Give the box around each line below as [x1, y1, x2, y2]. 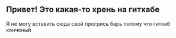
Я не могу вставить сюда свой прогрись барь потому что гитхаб [6, 20, 171, 27]
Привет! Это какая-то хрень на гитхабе [6, 5, 160, 15]
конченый [6, 26, 31, 33]
